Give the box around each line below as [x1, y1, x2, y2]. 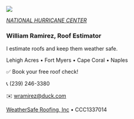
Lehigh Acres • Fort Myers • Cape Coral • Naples [6, 57, 129, 64]
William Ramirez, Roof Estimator [6, 32, 102, 40]
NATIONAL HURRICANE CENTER [6, 17, 87, 24]
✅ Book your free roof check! [6, 68, 79, 76]
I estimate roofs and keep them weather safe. [6, 45, 118, 52]
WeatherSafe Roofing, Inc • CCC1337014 [6, 106, 107, 113]
